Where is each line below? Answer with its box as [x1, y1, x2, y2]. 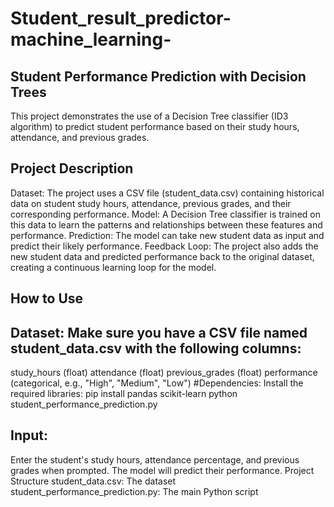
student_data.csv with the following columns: [10, 340, 302, 357]
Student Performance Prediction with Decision [10, 68, 307, 85]
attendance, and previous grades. [10, 132, 150, 143]
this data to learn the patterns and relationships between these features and [10, 218, 323, 231]
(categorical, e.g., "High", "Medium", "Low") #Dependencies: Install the [10, 377, 304, 389]
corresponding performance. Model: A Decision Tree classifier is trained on [10, 208, 321, 220]
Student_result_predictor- [10, 7, 232, 30]
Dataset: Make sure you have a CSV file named [10, 324, 308, 341]
